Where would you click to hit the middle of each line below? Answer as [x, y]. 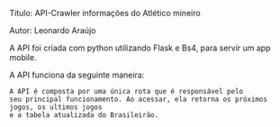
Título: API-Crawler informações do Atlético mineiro [105, 13]
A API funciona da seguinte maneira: [77, 75]
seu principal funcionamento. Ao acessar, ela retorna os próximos [139, 99]
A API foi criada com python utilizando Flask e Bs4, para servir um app [140, 48]
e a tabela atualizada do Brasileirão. [84, 115]
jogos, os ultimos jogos [56, 107]
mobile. [23, 57]
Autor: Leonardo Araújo [53, 30]
